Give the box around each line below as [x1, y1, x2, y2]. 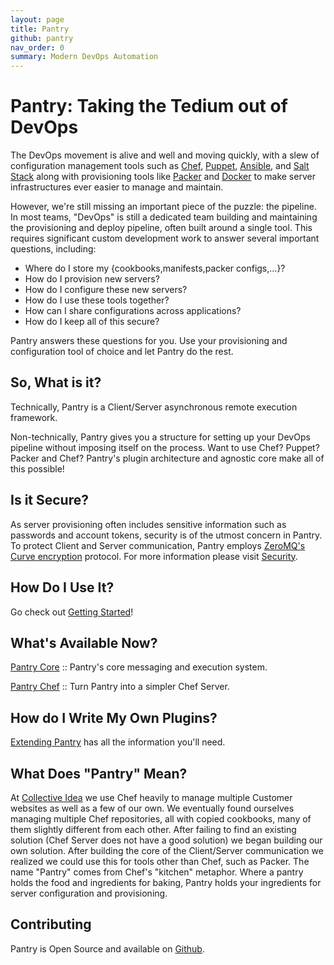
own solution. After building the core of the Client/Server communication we [10, 844, 324, 856]
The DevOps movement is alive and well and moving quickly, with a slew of [10, 149, 320, 161]
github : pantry [10, 33, 74, 43]
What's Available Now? [10, 634, 158, 651]
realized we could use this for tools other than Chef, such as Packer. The [10, 855, 310, 867]
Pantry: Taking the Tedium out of [10, 95, 288, 118]
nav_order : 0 [10, 42, 65, 53]
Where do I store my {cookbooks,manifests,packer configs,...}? [24, 262, 286, 275]
